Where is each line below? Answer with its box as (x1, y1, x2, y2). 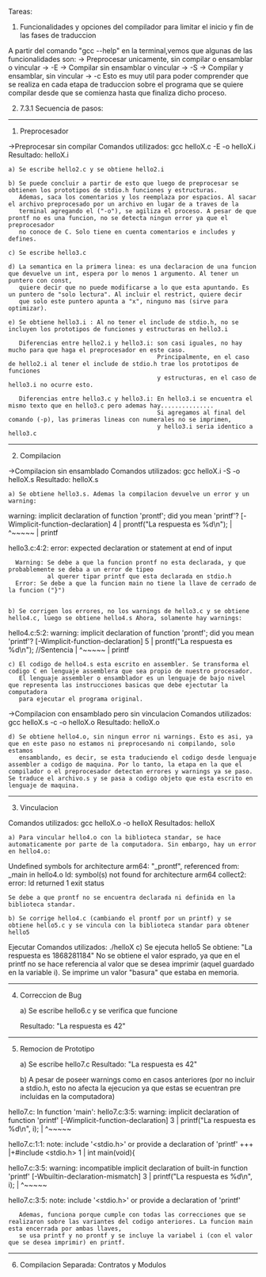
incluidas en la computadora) (19, 1092, 116, 1101)
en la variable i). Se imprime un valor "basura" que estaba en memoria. (8, 968, 240, 977)
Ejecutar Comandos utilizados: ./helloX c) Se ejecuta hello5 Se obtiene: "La (8, 943, 253, 951)
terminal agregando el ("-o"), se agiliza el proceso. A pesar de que (18, 207, 257, 215)
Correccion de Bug (19, 990, 82, 1000)
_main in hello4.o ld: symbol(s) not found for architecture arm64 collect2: (8, 870, 247, 879)
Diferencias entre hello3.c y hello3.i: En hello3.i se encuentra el (18, 395, 253, 403)
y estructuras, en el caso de (157, 374, 257, 382)
